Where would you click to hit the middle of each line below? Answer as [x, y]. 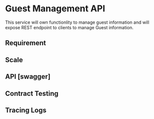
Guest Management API [55, 9]
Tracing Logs [26, 110]
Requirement [26, 43]
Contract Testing [32, 94]
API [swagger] [28, 77]
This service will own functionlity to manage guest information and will [77, 22]
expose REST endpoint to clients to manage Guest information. [69, 27]
